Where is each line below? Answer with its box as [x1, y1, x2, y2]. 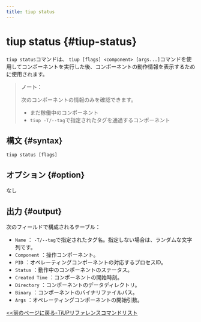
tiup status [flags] [6, 152, 58, 158]
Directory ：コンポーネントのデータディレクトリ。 [14, 281, 140, 288]
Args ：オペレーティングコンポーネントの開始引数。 [14, 296, 143, 303]
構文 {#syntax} [6, 135, 63, 146]
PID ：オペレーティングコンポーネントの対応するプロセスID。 [14, 259, 167, 265]
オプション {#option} [6, 170, 85, 180]
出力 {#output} [6, 206, 62, 217]
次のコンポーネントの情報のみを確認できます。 [20, 96, 137, 103]
